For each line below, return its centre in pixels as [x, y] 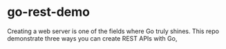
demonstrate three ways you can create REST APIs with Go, [92, 38]
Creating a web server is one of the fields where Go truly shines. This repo [113, 31]
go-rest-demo [48, 12]
